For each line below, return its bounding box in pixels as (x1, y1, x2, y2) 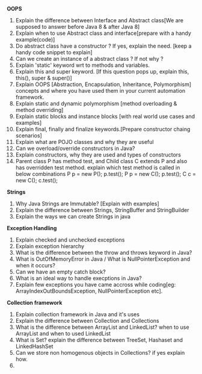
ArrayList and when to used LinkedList (15, 330, 111, 337)
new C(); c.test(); (15, 177, 58, 184)
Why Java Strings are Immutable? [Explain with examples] (15, 200, 160, 207)
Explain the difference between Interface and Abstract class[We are (15, 17, 184, 23)
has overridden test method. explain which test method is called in (15, 164, 180, 171)
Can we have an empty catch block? (15, 268, 106, 275)
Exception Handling (7, 225, 57, 231)
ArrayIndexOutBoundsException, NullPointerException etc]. (15, 287, 163, 295)
